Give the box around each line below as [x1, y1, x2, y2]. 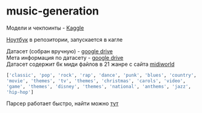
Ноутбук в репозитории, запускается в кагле [6, 36, 123, 43]
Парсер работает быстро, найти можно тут [6, 100, 119, 107]
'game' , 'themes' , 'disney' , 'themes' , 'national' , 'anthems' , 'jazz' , [6, 83, 191, 89]
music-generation [6, 4, 99, 18]
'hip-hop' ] [6, 89, 34, 95]
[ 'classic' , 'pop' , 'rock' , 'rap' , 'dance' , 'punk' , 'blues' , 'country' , [6, 72, 197, 78]
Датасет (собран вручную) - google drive [6, 47, 113, 55]
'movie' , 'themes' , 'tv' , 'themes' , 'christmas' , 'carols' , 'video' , [6, 77, 186, 84]
